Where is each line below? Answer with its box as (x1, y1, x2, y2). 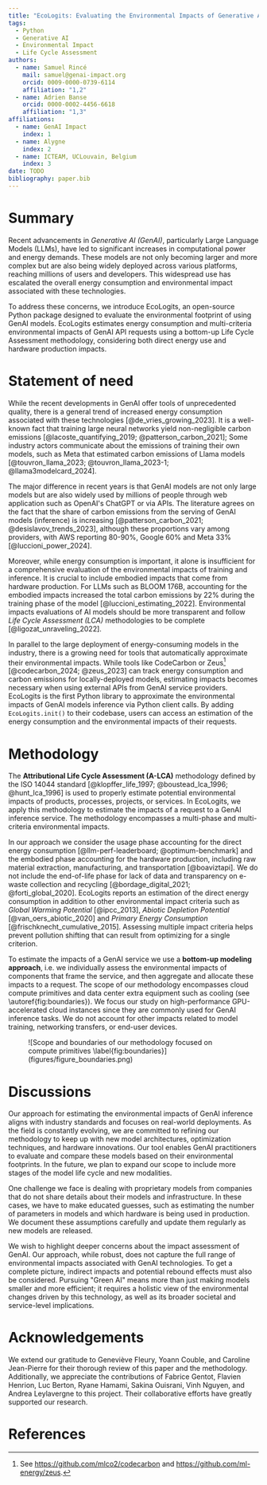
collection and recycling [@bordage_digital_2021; (29, 880, 191, 890)
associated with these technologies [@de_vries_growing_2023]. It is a (8, 415, 237, 425)
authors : (8, 57, 37, 65)
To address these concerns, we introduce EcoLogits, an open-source (8, 301, 235, 311)
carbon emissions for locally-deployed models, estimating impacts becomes (8, 674, 258, 684)
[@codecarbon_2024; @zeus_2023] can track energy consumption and (8, 666, 244, 676)
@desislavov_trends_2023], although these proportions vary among (8, 524, 230, 533)
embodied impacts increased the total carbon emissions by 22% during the (8, 590, 255, 599)
